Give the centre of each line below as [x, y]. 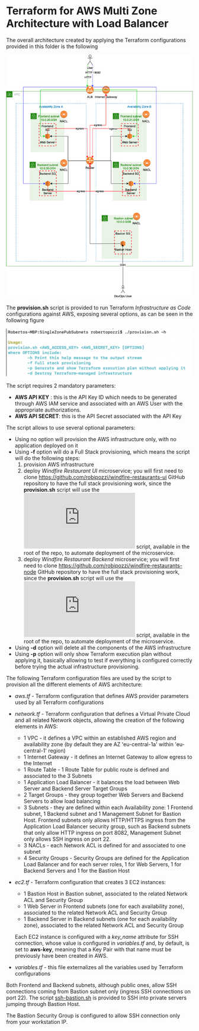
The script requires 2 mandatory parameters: [61, 386]
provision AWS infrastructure [59, 464]
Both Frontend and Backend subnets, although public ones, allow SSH [92, 985]
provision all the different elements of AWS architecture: [74, 684]
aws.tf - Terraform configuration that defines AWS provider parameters [102, 696]
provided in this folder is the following [52, 46]
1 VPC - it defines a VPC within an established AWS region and [100, 738]
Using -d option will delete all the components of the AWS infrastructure [103, 648]
